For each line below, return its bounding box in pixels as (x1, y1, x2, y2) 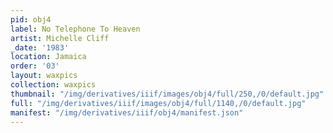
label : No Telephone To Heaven (10, 24, 141, 34)
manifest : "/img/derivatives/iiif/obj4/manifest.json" (10, 107, 244, 118)
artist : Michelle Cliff (10, 33, 110, 43)
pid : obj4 (10, 14, 52, 25)
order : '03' (10, 61, 60, 71)
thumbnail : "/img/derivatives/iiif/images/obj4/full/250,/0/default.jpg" (10, 89, 325, 99)
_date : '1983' (10, 42, 70, 53)
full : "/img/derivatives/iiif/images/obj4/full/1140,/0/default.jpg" (10, 98, 307, 108)
